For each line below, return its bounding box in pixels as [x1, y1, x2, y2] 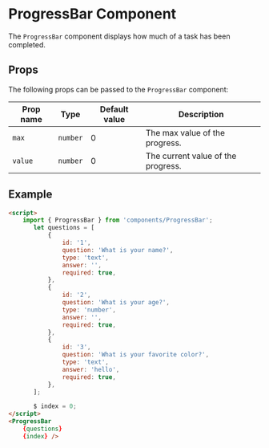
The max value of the [145, 127, 226, 138]
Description [178, 108, 224, 120]
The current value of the [145, 150, 237, 161]
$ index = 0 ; [33, 402, 78, 410]
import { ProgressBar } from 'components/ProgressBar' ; [22, 216, 214, 225]
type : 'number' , [62, 306, 116, 314]
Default [99, 104, 129, 115]
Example [8, 188, 53, 202]
